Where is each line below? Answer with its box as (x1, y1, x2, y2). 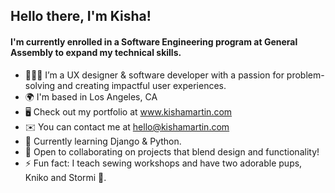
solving (24, 79, 56, 91)
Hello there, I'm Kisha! (10, 8, 152, 25)
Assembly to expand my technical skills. (10, 46, 182, 58)
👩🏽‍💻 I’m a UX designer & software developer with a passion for (24, 69, 285, 81)
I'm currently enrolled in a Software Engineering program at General (10, 35, 298, 48)
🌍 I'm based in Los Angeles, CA (24, 90, 158, 103)
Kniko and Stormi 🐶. (24, 171, 107, 183)
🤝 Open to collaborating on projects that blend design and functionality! (24, 145, 320, 158)
